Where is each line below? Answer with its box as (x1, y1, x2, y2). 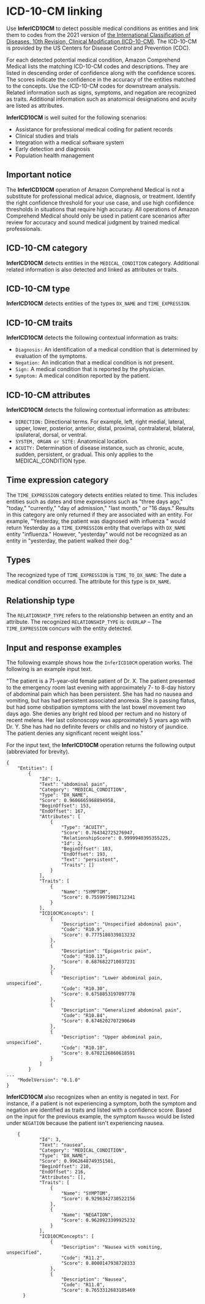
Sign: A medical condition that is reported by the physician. (15, 366, 165, 373)
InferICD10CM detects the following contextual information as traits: (6, 334, 179, 342)
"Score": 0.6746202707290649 (61, 1018, 136, 1024)
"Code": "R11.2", (61, 1255, 105, 1261)
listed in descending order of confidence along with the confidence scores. (6, 69, 196, 76)
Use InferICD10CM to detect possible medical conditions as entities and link (6, 25, 199, 32)
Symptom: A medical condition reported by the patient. (15, 372, 150, 379)
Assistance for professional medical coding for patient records (15, 125, 173, 133)
